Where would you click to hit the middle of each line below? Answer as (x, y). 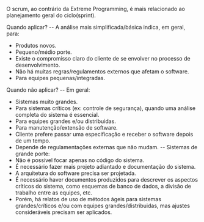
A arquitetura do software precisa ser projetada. (75, 173)
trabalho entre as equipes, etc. (54, 193)
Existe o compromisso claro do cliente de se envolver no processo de (103, 58)
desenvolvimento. (38, 65)
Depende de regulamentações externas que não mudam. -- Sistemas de (106, 147)
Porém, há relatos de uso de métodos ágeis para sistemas (88, 199)
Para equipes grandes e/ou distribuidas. (65, 121)
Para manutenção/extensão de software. (66, 128)
